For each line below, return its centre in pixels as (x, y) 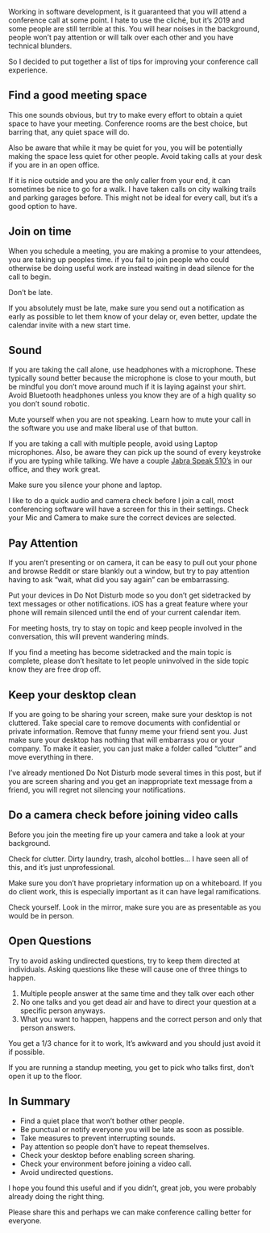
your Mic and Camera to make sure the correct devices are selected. (122, 518)
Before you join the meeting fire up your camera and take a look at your (127, 835)
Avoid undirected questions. (66, 1172)
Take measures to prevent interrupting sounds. (98, 1138)
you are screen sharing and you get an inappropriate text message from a (131, 781)
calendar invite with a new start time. (70, 325)
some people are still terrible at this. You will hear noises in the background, (134, 29)
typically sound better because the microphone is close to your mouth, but (132, 378)
